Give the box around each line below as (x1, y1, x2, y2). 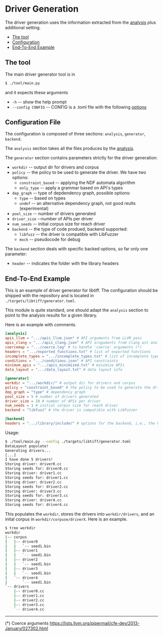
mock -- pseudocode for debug (19, 236, 81, 242)
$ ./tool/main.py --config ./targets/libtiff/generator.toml (5, 439, 131, 444)
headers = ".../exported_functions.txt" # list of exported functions (5, 349, 151, 354)
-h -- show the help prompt (12, 99, 67, 105)
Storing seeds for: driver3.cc (5, 493, 68, 498)
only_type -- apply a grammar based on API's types (19, 185, 123, 191)
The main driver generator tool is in (5, 71, 75, 77)
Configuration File (5, 118, 61, 127)
